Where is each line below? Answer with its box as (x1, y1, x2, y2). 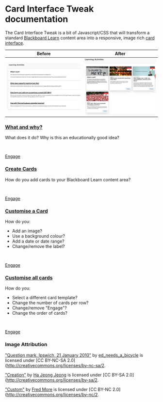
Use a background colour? (12, 233, 65, 239)
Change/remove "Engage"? (12, 305, 67, 311)
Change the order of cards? (12, 310, 68, 316)
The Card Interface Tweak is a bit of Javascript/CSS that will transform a (5, 30, 150, 35)
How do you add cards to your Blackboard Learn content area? (5, 177, 131, 182)
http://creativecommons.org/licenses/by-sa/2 (6, 377, 98, 383)
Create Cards (5, 166, 37, 173)
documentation (5, 14, 68, 25)
